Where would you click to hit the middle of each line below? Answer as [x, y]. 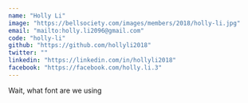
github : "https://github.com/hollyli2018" [80, 46]
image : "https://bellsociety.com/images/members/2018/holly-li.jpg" [124, 23]
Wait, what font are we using [55, 90]
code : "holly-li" [37, 38]
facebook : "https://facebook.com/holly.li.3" [85, 68]
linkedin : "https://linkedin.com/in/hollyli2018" [93, 61]
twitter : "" [28, 53]
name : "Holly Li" [37, 16]
